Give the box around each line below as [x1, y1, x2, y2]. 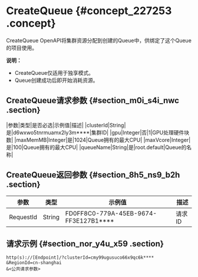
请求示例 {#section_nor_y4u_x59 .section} [6, 239, 164, 249]
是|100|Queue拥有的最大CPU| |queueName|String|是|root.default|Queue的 [6, 143, 187, 151]
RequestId [9, 213, 37, 221]
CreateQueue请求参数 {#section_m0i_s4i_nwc [6, 95, 180, 105]
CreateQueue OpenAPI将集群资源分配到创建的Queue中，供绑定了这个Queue [6, 37, 192, 44]
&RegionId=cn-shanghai [6, 260, 62, 266]
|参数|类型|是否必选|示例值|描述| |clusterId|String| [6, 121, 126, 128]
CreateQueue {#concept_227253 [6, 4, 172, 18]
